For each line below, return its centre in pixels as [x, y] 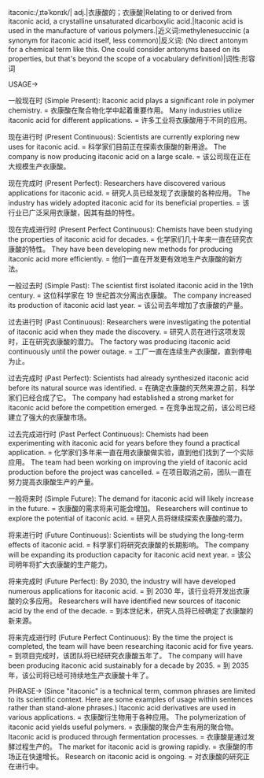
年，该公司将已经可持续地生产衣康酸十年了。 [81, 675]
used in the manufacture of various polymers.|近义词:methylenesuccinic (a [129, 30]
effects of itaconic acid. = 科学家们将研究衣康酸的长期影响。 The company [129, 545]
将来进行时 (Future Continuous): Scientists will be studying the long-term [126, 535]
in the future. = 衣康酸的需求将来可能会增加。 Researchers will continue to [128, 508]
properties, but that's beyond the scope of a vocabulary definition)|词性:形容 [132, 59]
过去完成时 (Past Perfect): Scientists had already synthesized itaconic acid [128, 378]
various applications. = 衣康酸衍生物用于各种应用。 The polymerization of [127, 717]
